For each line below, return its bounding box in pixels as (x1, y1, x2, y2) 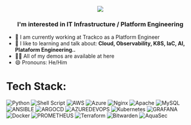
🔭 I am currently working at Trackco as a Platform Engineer (14, 33, 160, 41)
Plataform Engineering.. (14, 46, 76, 54)
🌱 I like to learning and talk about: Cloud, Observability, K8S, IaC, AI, (14, 40, 185, 47)
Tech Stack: (6, 80, 67, 93)
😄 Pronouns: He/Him (14, 59, 67, 66)
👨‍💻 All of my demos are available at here (14, 52, 115, 60)
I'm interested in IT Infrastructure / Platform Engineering (17, 20, 184, 28)
